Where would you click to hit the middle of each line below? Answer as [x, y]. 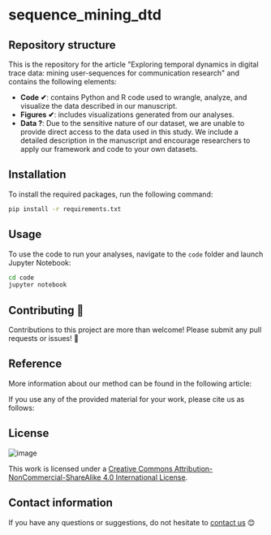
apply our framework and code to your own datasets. [109, 149]
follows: [22, 408]
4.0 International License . [145, 477]
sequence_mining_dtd [85, 15]
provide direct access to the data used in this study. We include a [129, 132]
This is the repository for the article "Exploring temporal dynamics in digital [133, 64]
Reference [35, 364]
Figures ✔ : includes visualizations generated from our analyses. [127, 114]
